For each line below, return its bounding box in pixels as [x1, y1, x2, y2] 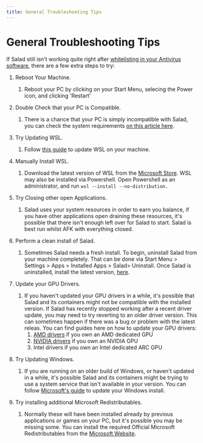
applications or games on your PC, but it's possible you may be [24, 417, 183, 424]
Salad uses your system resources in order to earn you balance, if [24, 205, 190, 213]
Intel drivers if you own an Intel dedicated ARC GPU [33, 344, 163, 351]
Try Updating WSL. [15, 133, 63, 141]
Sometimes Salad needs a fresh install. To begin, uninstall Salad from [24, 249, 198, 256]
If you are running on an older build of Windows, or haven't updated [24, 367, 194, 375]
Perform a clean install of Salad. [15, 237, 95, 244]
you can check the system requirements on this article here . [24, 122, 175, 129]
